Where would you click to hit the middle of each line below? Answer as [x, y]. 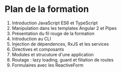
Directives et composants [38, 49]
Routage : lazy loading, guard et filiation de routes [62, 60]
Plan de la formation [47, 9]
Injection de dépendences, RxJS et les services [60, 44]
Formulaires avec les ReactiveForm [48, 65]
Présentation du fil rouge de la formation [53, 33]
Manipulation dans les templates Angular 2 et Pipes [64, 28]
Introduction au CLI [31, 39]
